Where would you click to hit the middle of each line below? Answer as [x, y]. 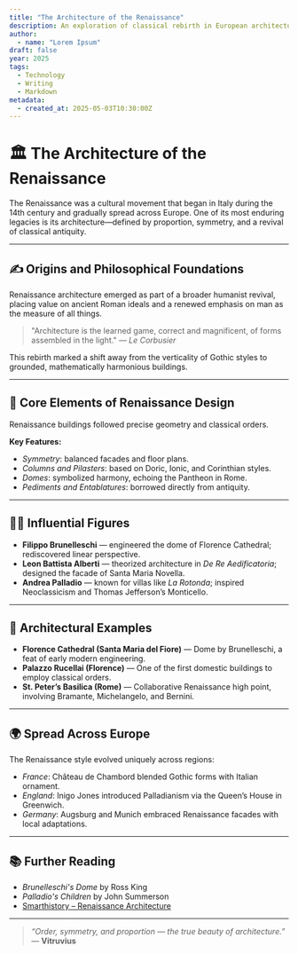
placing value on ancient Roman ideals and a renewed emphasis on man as [146, 304]
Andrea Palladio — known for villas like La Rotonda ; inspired [133, 582]
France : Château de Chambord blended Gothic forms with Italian [140, 777]
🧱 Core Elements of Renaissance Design [122, 403]
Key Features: [35, 441]
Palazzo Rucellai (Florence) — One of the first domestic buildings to [147, 668]
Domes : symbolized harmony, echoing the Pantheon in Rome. [134, 477]
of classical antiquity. [48, 232]
